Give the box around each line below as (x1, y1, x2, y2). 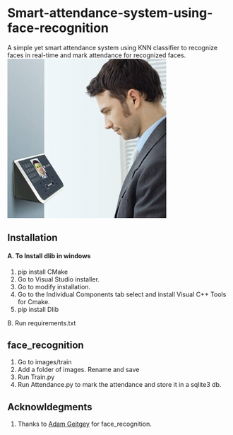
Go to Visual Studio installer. (17, 274, 100, 284)
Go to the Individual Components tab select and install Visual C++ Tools (17, 290, 227, 298)
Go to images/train (17, 358, 72, 366)
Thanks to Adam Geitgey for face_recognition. (17, 419, 152, 429)
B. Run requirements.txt (7, 318, 76, 327)
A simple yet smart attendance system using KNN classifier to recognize (7, 43, 218, 52)
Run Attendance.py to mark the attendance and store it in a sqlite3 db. (17, 381, 222, 389)
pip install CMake (17, 267, 68, 276)
